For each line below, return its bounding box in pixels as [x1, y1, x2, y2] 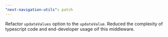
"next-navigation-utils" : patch [5, 7, 73, 12]
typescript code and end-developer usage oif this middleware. [5, 26, 135, 32]
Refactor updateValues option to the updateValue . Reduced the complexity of [5, 21, 163, 27]
